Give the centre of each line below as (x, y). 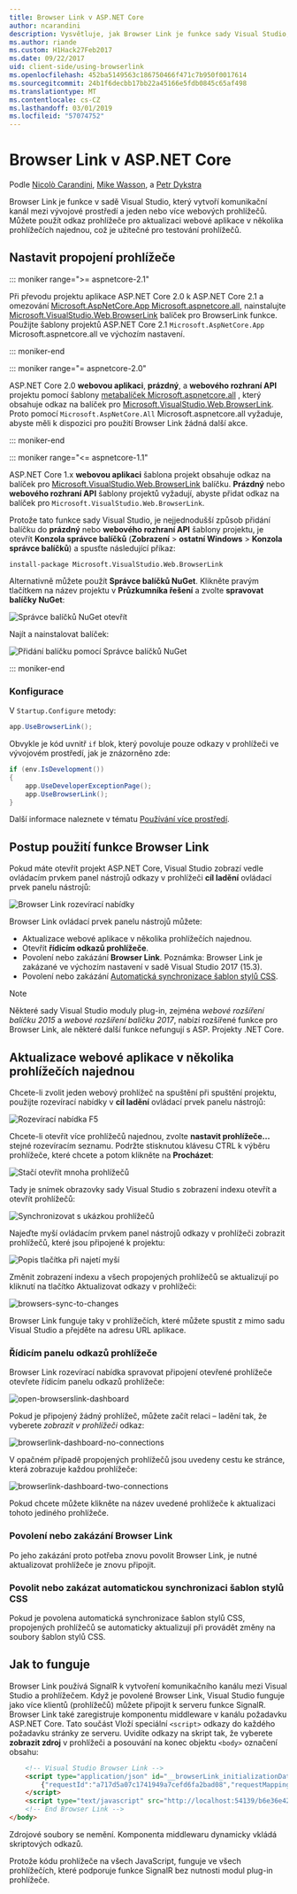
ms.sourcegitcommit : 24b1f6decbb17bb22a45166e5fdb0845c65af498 (128, 83)
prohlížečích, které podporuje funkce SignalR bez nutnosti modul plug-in (141, 1870)
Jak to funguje (50, 1665)
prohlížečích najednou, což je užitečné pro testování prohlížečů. (126, 230)
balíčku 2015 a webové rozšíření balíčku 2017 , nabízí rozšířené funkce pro (144, 1021)
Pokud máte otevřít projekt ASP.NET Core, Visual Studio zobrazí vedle (136, 868)
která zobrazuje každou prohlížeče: (73, 1469)
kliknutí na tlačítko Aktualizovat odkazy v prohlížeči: (103, 1286)
